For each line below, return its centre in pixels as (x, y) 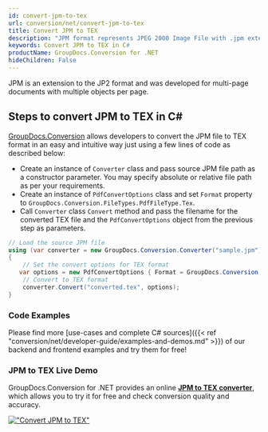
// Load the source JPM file (57, 242)
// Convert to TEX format (66, 280)
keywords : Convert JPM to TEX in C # (69, 46)
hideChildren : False (43, 61)
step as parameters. (53, 228)
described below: (37, 153)
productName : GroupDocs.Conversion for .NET (83, 53)
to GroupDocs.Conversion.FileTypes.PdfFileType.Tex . (107, 202)
